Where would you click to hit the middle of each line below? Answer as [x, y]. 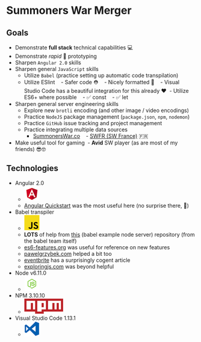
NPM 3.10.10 [30, 295]
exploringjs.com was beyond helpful [69, 266]
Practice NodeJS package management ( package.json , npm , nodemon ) [107, 117]
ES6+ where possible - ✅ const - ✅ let [76, 97]
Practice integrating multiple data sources [76, 129]
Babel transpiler [35, 212]
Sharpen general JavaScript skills [57, 69]
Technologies [32, 168]
